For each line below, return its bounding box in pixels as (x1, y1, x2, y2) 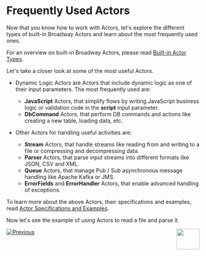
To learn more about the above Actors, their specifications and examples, (6, 198, 192, 205)
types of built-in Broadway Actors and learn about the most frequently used (6, 30, 198, 37)
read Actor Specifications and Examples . (6, 205, 109, 212)
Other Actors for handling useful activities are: (15, 129, 132, 136)
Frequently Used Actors (6, 4, 131, 18)
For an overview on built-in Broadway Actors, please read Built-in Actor (6, 48, 187, 56)
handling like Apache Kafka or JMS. (24, 173, 115, 181)
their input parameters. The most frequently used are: (15, 85, 151, 92)
